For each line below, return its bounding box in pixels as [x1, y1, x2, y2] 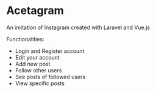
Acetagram [6, 4, 64, 18]
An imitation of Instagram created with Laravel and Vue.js [6, 24, 151, 31]
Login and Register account [15, 47, 85, 55]
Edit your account [15, 53, 60, 61]
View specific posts [15, 80, 65, 87]
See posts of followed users [15, 73, 86, 80]
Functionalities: [6, 35, 44, 43]
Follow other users [15, 66, 62, 74]
